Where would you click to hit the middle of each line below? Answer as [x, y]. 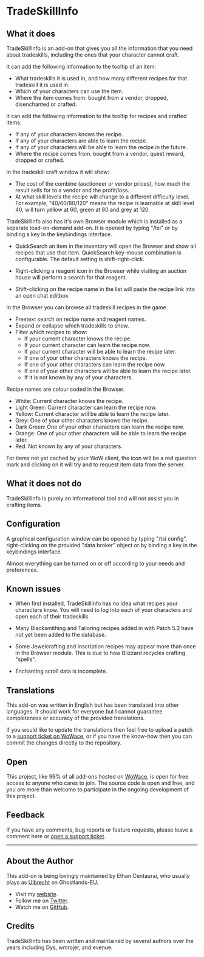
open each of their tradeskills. [52, 617]
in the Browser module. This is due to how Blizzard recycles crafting [100, 653]
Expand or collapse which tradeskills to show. [72, 326]
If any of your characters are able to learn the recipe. [81, 141]
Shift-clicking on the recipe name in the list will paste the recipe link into [105, 289]
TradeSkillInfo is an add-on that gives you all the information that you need [100, 48]
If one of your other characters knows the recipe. [86, 358]
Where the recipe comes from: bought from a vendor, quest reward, [100, 154]
